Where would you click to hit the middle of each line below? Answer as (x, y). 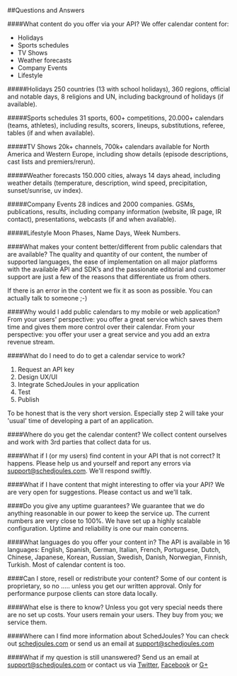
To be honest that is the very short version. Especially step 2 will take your (116, 413)
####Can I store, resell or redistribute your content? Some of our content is (117, 578)
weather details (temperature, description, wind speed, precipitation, (107, 183)
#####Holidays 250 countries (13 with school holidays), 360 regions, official (119, 89)
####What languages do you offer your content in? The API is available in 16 (119, 542)
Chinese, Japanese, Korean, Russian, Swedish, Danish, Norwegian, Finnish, (117, 557)
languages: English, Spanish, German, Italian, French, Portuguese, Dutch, (114, 550)
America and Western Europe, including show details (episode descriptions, (118, 154)
